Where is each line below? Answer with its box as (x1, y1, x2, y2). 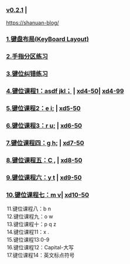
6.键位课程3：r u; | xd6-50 (6, 121, 83, 130)
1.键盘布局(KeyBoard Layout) (6, 35, 89, 44)
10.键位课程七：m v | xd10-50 (6, 190, 90, 199)
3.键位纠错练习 (6, 70, 48, 78)
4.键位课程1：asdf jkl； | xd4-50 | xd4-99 (6, 87, 124, 95)
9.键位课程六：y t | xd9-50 (6, 173, 82, 181)
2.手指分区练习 (6, 52, 48, 61)
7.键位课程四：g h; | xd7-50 (6, 138, 84, 147)
